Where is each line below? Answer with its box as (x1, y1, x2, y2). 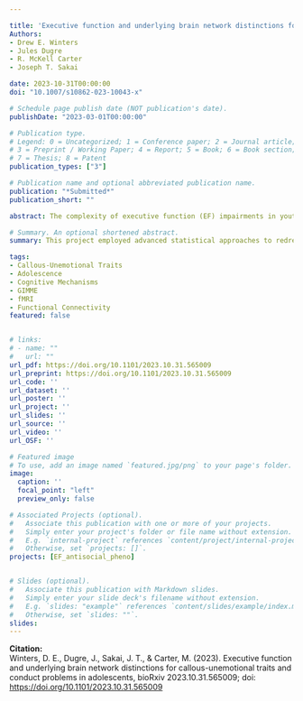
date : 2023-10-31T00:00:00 (9, 79, 111, 88)
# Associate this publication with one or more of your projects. (9, 519, 272, 528)
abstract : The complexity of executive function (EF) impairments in (9, 211, 277, 221)
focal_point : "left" (17, 486, 95, 495)
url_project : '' (9, 402, 70, 411)
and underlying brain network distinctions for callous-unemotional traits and (9, 662, 292, 673)
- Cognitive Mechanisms (9, 277, 99, 287)
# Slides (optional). (9, 576, 91, 586)
